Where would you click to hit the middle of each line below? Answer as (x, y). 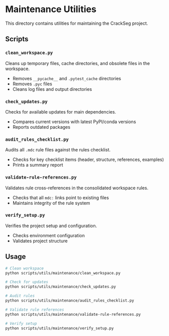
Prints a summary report (38, 165)
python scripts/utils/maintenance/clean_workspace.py (63, 273)
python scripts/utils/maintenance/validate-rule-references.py (73, 314)
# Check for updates (27, 282)
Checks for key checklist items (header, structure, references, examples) (88, 159)
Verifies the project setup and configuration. (51, 226)
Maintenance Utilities (51, 9)
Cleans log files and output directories (52, 89)
